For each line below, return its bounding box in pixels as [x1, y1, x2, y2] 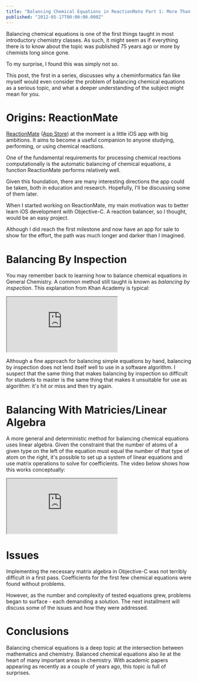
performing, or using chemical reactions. [6, 143, 105, 150]
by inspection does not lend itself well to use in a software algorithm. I [6, 364, 175, 371]
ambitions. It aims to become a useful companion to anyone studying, [6, 136, 175, 144]
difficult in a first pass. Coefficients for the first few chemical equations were [6, 574, 192, 582]
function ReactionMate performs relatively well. [6, 167, 121, 174]
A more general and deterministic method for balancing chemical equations [6, 435, 189, 442]
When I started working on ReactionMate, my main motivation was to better [6, 202, 189, 209]
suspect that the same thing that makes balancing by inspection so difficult [6, 370, 188, 377]
